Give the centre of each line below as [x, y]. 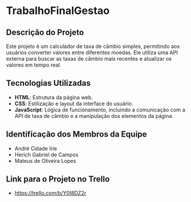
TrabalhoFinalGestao [58, 11]
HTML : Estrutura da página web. [54, 97]
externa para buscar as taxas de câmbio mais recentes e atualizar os [89, 59]
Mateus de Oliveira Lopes [45, 161]
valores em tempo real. [34, 65]
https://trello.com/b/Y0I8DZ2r [50, 193]
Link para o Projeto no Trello [58, 179]
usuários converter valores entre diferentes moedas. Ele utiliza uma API [92, 53]
